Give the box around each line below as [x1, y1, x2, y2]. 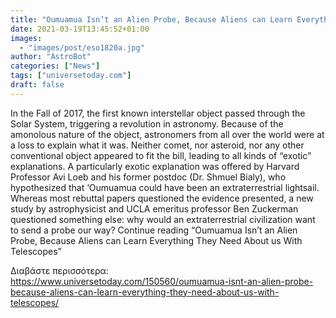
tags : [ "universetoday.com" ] [10, 71, 132, 81]
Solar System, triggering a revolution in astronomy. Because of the [10, 117, 284, 130]
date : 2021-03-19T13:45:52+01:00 [10, 24, 150, 34]
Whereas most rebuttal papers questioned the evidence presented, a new [10, 192, 314, 204]
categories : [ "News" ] [10, 61, 101, 71]
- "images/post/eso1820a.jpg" [19, 42, 145, 53]
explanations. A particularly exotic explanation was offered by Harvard [10, 160, 300, 172]
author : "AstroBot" [10, 52, 92, 62]
